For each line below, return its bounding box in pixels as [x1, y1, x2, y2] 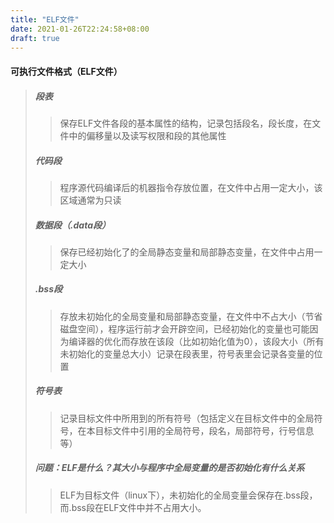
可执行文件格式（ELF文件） [10, 65, 123, 77]
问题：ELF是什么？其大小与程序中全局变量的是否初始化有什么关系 [34, 462, 305, 474]
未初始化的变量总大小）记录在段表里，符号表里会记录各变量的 [59, 347, 315, 360]
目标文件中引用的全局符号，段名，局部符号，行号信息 [94, 424, 315, 436]
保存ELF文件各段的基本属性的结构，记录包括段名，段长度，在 [59, 117, 313, 129]
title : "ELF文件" [10, 14, 80, 25]
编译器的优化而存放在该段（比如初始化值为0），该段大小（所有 [68, 335, 325, 347]
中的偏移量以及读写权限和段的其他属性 [68, 129, 227, 141]
